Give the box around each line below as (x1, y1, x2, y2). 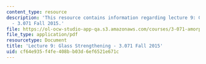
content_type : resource (6, 9, 67, 15)
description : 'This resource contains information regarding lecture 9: (6, 15, 196, 21)
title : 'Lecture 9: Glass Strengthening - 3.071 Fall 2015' (6, 43, 164, 49)
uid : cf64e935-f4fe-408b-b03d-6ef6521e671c (6, 49, 120, 55)
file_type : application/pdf (6, 32, 78, 38)
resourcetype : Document (6, 37, 67, 43)
